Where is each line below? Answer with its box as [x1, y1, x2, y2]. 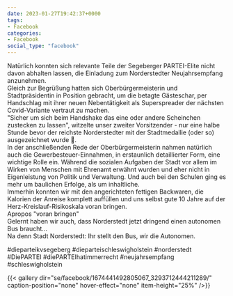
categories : [7, 29, 42, 37]
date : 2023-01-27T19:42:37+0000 [7, 10, 101, 17]
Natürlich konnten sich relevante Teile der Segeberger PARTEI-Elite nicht [7, 62, 216, 70]
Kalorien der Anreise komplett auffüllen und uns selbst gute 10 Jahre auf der [7, 195, 226, 203]
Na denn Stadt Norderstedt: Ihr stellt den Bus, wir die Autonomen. [7, 232, 196, 240]
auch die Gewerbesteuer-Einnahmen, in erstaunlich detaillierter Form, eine [7, 150, 220, 159]
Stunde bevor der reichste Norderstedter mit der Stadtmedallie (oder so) [7, 128, 214, 137]
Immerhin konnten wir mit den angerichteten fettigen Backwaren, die [7, 187, 204, 196]
